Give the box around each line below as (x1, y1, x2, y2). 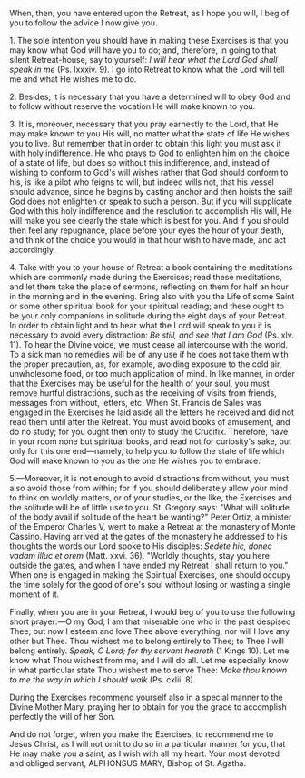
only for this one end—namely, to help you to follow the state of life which (9, 446, 285, 456)
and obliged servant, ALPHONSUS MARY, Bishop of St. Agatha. (9, 758, 247, 768)
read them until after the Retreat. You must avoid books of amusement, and (9, 417, 290, 427)
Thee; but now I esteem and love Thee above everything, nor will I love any (9, 626, 290, 636)
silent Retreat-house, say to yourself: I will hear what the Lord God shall (9, 55, 278, 65)
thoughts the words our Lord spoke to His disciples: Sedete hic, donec (9, 541, 272, 551)
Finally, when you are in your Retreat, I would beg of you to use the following (9, 607, 296, 617)
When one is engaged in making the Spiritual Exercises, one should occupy (9, 570, 291, 581)
